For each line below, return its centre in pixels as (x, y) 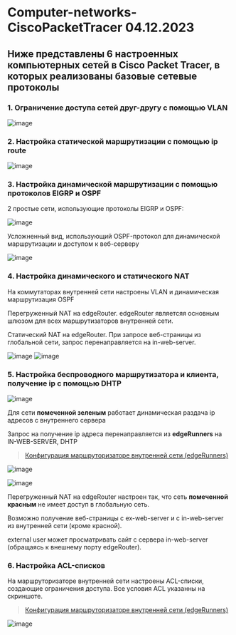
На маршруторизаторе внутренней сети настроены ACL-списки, (106, 581)
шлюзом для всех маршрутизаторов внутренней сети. (91, 321)
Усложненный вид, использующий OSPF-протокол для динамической (114, 237)
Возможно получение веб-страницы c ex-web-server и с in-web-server (116, 518)
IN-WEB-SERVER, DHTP (43, 442)
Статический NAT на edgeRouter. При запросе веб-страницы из (104, 334)
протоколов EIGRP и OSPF (54, 193)
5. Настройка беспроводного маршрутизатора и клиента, (113, 374)
